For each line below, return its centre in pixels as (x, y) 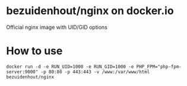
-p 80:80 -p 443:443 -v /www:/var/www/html (95, 72)
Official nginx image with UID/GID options (57, 27)
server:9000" (22, 72)
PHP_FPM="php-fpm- (159, 67)
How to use (34, 51)
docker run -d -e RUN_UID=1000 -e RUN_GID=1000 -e (70, 67)
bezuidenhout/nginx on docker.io (90, 11)
